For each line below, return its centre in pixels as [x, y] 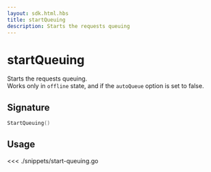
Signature [28, 107]
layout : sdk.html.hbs [38, 13]
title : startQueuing [37, 20]
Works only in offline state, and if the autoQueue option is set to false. [105, 86]
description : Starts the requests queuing [69, 26]
